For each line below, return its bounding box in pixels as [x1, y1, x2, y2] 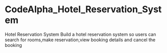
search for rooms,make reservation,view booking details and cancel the [5, 37, 156, 43]
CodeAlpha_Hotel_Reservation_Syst [5, 4, 162, 15]
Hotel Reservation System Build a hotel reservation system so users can [5, 31, 156, 37]
